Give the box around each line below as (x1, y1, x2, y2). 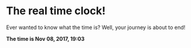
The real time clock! (6, 4, 106, 18)
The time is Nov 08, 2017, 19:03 (6, 35, 85, 42)
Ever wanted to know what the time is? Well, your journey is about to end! (6, 24, 186, 31)
